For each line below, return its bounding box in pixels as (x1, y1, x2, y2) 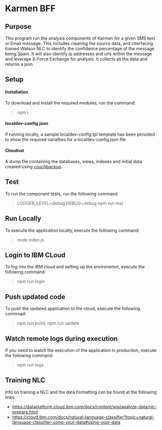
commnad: (5, 311, 27, 317)
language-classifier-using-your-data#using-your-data (12, 419, 121, 425)
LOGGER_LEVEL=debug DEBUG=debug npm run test (17, 200, 124, 206)
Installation (5, 89, 28, 95)
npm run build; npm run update (17, 320, 79, 326)
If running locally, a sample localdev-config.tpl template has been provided (5, 131, 155, 137)
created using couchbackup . (5, 164, 63, 169)
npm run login (17, 279, 45, 285)
